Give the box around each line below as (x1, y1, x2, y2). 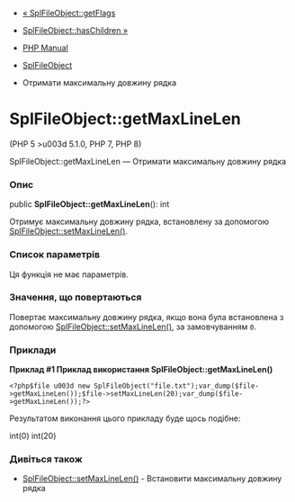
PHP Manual (22, 42, 69, 53)
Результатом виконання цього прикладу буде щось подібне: (9, 413, 241, 424)
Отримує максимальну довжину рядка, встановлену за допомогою (9, 216, 270, 228)
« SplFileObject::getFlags (22, 8, 116, 18)
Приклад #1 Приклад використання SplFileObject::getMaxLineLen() (9, 364, 273, 375)
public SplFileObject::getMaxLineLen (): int (9, 199, 170, 210)
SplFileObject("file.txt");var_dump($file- (94, 381, 259, 390)
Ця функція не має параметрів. (9, 269, 129, 280)
